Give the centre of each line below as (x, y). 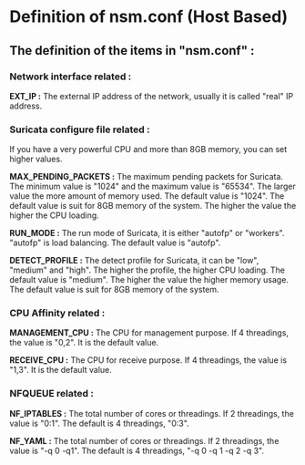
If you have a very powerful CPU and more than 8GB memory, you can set (148, 150)
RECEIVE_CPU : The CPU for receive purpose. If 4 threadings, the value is (148, 360)
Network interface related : (71, 77)
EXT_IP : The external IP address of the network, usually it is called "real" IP (152, 96)
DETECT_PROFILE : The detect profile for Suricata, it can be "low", (134, 261)
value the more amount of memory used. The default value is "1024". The (147, 196)
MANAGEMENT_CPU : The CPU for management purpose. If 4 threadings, (149, 333)
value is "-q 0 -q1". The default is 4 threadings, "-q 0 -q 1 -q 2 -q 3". (137, 450)
